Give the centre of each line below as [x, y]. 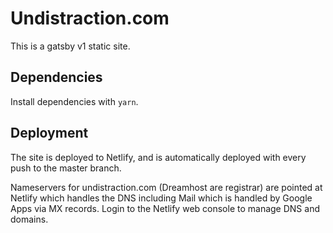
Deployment [49, 133]
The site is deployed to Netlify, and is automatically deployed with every [158, 157]
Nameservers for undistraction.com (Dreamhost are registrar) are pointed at [166, 187]
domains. [29, 219]
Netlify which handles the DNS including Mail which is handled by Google [161, 198]
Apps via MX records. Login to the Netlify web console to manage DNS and [165, 208]
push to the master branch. [66, 168]
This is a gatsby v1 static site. [70, 46]
